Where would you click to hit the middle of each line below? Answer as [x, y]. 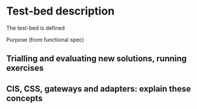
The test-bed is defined [36, 28]
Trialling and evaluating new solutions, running [97, 59]
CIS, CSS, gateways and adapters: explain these [99, 89]
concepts [24, 98]
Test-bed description [60, 11]
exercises [25, 68]
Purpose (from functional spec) [45, 39]
